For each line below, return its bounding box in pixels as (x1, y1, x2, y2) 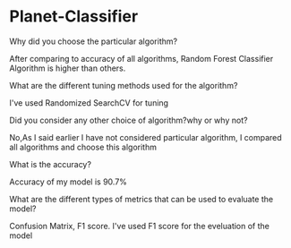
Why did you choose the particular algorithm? (9, 36, 177, 47)
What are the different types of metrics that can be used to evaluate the (9, 193, 274, 204)
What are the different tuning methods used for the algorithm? (9, 80, 238, 90)
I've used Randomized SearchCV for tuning (9, 97, 168, 108)
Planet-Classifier (9, 6, 139, 27)
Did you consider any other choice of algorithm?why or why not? (9, 115, 248, 125)
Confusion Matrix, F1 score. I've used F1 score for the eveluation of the (9, 220, 270, 231)
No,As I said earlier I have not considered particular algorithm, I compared (9, 132, 282, 142)
